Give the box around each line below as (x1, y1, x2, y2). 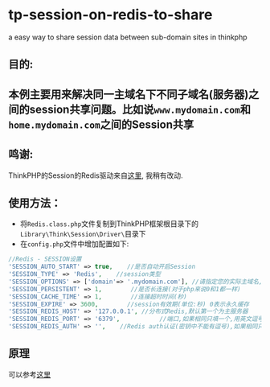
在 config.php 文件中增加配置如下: (19, 239, 129, 249)
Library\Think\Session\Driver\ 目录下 (19, 229, 146, 239)
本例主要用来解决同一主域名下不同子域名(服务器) (8, 87, 249, 101)
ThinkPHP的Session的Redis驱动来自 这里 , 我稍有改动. (8, 171, 183, 180)
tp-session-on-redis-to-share (8, 6, 213, 24)
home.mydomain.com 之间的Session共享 (8, 117, 194, 131)
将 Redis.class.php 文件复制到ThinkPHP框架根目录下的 (19, 219, 199, 228)
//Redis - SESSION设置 (8, 255, 82, 263)
